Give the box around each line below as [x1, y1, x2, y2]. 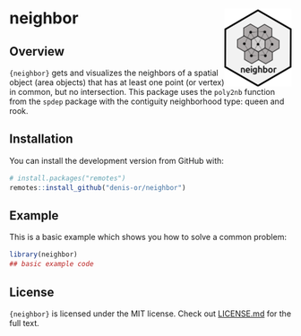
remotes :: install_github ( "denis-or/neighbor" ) [9, 183, 186, 192]
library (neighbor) [9, 250, 78, 259]
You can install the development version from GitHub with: [9, 155, 224, 166]
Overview [9, 44, 65, 59]
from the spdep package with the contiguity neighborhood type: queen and [9, 96, 285, 107]
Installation [9, 132, 73, 147]
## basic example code [9, 260, 94, 269]
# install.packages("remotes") [9, 174, 126, 183]
